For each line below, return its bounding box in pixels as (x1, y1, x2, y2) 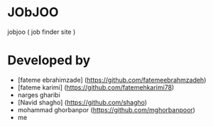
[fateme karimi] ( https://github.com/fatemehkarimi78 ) (17, 83, 175, 92)
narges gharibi (17, 90, 60, 99)
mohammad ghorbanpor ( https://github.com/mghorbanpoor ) (17, 105, 195, 114)
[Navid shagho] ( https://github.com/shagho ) (17, 98, 148, 107)
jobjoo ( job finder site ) (7, 28, 76, 36)
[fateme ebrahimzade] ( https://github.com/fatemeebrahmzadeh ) (17, 75, 207, 84)
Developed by (7, 52, 91, 68)
